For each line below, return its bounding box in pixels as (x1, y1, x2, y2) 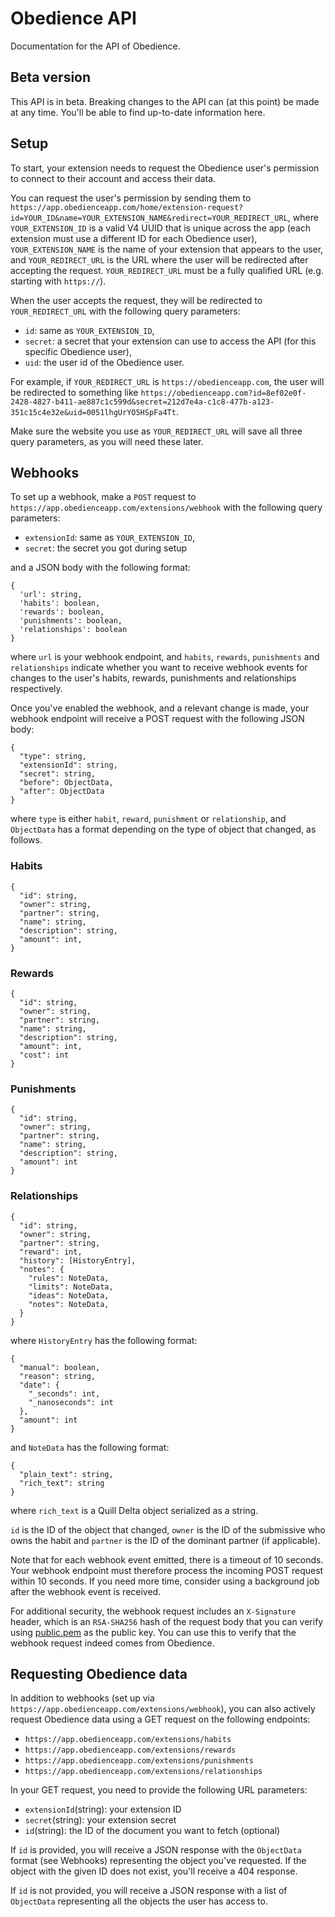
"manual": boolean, (19, 1362, 101, 1372)
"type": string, (19, 752, 87, 762)
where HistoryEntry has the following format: (10, 1334, 198, 1346)
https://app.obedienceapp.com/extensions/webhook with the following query (10, 502, 323, 514)
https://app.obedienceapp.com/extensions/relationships (24, 1767, 263, 1777)
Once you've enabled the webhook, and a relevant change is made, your (10, 702, 310, 714)
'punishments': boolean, (19, 616, 123, 626)
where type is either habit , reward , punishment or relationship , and (10, 813, 287, 825)
